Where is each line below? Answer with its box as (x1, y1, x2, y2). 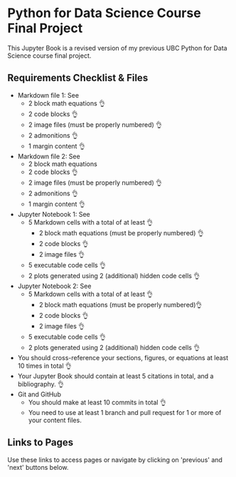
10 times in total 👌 (17, 361, 73, 370)
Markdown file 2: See (17, 152, 80, 160)
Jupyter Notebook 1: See (17, 210, 90, 218)
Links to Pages (7, 436, 73, 448)
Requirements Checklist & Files (7, 72, 149, 84)
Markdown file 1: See (17, 91, 80, 99)
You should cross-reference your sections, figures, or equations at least (17, 353, 229, 361)
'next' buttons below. (7, 463, 69, 471)
